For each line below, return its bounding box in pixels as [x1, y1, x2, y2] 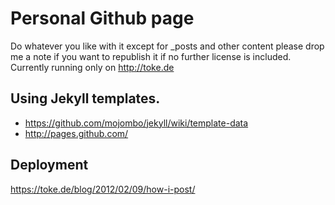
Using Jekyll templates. [10, 90, 161, 107]
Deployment [10, 157, 89, 174]
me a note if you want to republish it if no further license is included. [10, 50, 292, 62]
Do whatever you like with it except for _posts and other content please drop [10, 40, 325, 52]
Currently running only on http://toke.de [10, 61, 175, 73]
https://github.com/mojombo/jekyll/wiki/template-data [24, 117, 249, 129]
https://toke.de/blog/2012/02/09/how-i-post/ [10, 183, 196, 195]
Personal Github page [10, 7, 195, 30]
